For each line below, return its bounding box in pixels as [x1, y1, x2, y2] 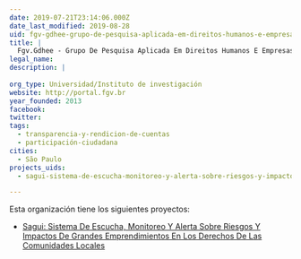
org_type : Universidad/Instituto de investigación [9, 80, 202, 89]
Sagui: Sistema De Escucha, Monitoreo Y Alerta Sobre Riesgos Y [21, 221, 262, 232]
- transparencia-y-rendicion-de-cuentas [17, 130, 170, 139]
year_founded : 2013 [9, 96, 82, 106]
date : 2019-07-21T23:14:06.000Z [9, 13, 130, 22]
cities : [9, 146, 39, 155]
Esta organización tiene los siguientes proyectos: [9, 203, 191, 215]
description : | [9, 64, 66, 73]
